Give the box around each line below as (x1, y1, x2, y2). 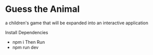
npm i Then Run (12, 39, 45, 45)
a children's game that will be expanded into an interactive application (5, 20, 149, 26)
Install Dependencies (5, 29, 48, 35)
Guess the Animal (5, 3, 80, 15)
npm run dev (12, 44, 39, 50)
